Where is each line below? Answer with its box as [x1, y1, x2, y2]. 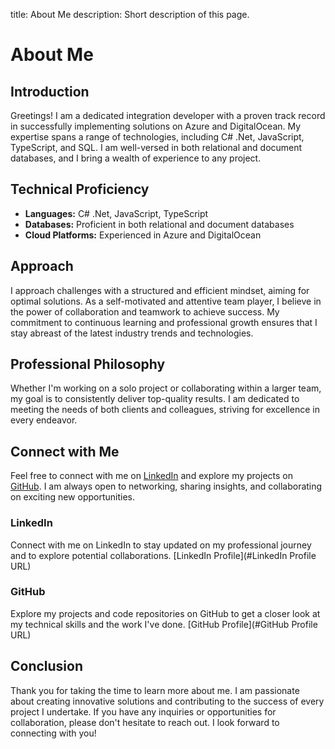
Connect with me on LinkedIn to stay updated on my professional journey [10, 539, 312, 551]
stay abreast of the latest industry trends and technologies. [10, 327, 254, 339]
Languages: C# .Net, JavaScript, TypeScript [24, 207, 209, 219]
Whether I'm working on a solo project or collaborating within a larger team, [10, 382, 322, 394]
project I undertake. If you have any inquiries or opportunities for [10, 705, 277, 718]
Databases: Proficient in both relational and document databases [24, 218, 295, 230]
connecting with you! [10, 727, 97, 739]
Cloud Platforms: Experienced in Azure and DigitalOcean [24, 229, 262, 241]
